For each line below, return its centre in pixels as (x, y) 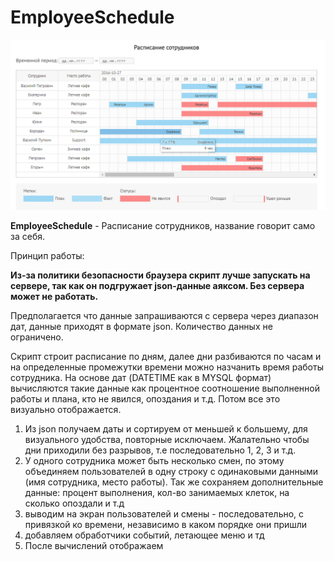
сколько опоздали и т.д (74, 503)
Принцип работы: (47, 255)
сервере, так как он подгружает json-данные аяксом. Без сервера (157, 285)
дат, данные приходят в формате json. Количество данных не (141, 326)
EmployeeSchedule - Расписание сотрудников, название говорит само (163, 225)
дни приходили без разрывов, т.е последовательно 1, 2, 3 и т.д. (160, 450)
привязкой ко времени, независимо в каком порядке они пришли (166, 524)
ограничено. (37, 337)
